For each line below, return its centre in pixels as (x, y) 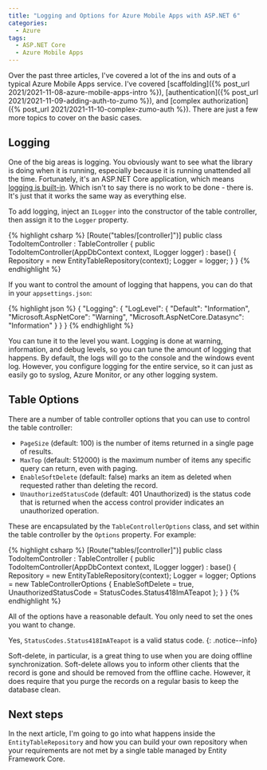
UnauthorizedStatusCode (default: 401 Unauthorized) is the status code (135, 493)
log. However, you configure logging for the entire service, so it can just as (131, 366)
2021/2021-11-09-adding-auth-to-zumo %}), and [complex (104, 101)
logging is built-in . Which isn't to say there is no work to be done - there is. (131, 187)
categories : (28, 23)
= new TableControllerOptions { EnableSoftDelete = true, (101, 583)
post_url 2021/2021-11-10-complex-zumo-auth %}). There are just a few (140, 109)
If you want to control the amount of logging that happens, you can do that (131, 285)
